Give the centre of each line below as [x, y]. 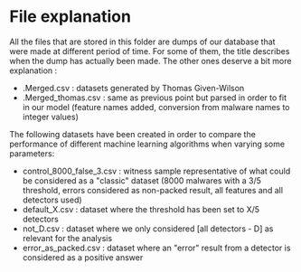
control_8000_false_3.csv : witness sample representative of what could [156, 171]
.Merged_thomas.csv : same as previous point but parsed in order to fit [155, 98]
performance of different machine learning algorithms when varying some [147, 144]
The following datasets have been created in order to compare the [132, 134]
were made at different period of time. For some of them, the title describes [150, 51]
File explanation [70, 17]
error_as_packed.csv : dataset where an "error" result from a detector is [156, 248]
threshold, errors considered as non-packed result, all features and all [152, 190]
